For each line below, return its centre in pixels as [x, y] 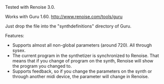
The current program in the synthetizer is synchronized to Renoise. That [85, 56]
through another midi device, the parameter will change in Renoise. [81, 76]
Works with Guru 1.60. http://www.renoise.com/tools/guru [64, 16]
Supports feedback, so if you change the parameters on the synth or [82, 71]
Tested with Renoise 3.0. [30, 7]
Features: [15, 36]
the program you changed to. [42, 66]
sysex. [19, 50]
